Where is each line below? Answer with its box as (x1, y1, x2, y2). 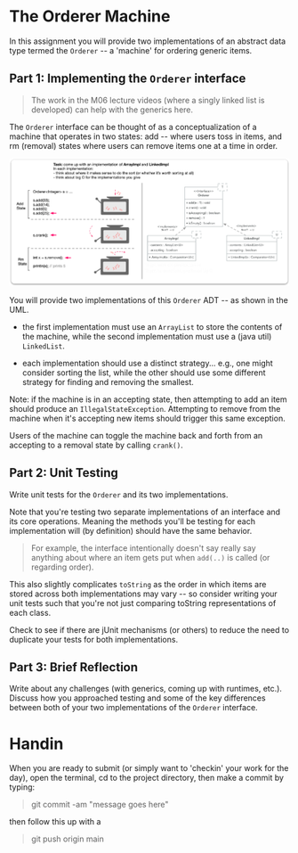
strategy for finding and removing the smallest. (21, 376, 194, 387)
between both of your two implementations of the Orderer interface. (9, 702, 258, 713)
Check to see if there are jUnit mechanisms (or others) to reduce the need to (9, 624, 290, 635)
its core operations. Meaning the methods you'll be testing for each (9, 515, 256, 527)
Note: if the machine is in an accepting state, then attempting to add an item (9, 394, 287, 405)
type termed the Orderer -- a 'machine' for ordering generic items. (9, 45, 253, 55)
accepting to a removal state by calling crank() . (9, 439, 184, 450)
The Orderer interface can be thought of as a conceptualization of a (9, 121, 257, 132)
